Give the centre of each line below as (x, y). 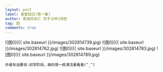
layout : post (18, 10)
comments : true (21, 28)
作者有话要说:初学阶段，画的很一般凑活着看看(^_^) (50, 65)
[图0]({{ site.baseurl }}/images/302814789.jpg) (53, 55)
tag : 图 (13, 23)
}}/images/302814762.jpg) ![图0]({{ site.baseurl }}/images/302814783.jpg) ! (81, 48)
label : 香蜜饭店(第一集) (28, 14)
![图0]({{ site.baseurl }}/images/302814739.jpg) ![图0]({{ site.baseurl (74, 43)
